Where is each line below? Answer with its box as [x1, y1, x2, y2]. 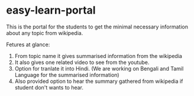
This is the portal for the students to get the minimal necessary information [6, 23, 188, 30]
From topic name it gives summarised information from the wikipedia [14, 52, 182, 59]
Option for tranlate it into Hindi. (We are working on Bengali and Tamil [14, 65, 184, 72]
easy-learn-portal [6, 4, 96, 17]
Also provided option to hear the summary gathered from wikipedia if [14, 78, 183, 85]
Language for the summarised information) [14, 71, 119, 78]
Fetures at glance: [6, 41, 50, 48]
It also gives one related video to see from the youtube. [14, 59, 150, 66]
